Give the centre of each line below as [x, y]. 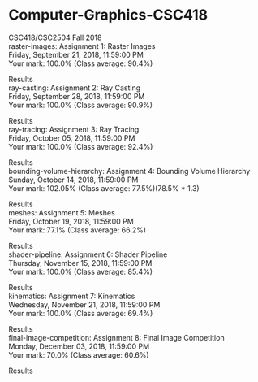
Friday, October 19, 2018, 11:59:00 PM [71, 221]
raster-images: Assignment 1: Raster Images [82, 46]
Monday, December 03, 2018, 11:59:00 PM [79, 346]
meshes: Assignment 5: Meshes [62, 212]
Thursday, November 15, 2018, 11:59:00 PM [80, 263]
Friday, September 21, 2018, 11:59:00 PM [76, 54]
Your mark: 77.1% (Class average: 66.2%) [77, 230]
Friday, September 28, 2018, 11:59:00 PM [77, 96]
